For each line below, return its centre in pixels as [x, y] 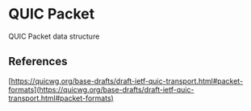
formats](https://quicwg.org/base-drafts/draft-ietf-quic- [101, 89]
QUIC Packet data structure [54, 36]
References [38, 62]
